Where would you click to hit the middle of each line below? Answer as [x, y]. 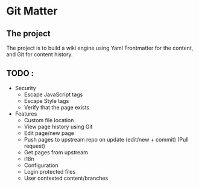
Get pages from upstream [56, 152]
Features [26, 114]
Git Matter [32, 11]
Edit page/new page [49, 133]
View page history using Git [58, 126]
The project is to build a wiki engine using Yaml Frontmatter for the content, [100, 48]
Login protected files [50, 171]
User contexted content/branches [66, 178]
